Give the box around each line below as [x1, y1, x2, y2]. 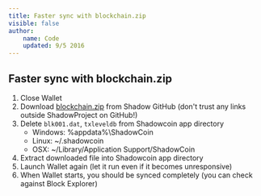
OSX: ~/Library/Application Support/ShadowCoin [32, 144, 196, 154]
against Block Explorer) [19, 178, 99, 188]
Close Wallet [19, 93, 62, 102]
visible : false [8, 19, 60, 27]
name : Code [23, 34, 60, 43]
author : [8, 27, 35, 35]
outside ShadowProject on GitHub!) [19, 110, 138, 119]
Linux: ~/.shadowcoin [32, 136, 104, 145]
